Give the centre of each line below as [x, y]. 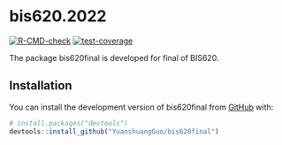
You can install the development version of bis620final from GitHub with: [141, 107]
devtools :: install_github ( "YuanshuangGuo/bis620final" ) [114, 131]
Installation [41, 86]
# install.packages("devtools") [69, 123]
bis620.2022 [58, 16]
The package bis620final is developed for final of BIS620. [114, 57]
